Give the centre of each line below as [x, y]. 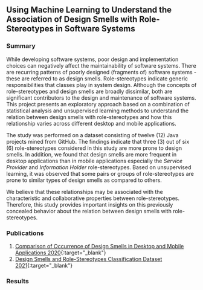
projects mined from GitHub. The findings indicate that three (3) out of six [98, 141]
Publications [25, 233]
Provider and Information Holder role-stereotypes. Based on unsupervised [99, 167]
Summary [21, 46]
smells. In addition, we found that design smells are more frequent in [92, 154]
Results [18, 281]
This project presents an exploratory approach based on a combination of [98, 104]
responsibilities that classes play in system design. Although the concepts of [101, 85]
